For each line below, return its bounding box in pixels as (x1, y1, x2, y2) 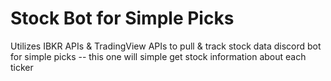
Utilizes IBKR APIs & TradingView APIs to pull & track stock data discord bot (10, 40, 322, 52)
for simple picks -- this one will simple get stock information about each (10, 50, 307, 62)
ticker (10, 61, 34, 73)
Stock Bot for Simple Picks (10, 7, 235, 30)
